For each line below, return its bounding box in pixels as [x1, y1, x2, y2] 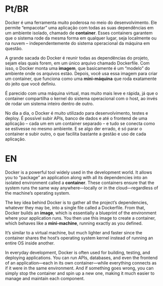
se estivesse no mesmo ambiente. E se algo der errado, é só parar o [5, 125, 143, 131]
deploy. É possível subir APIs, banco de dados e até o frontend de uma [5, 115, 147, 121]
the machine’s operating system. [5, 190, 71, 196]
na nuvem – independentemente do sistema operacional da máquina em [5, 40, 150, 46]
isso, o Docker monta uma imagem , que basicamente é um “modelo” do [5, 65, 150, 71]
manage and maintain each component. [5, 275, 85, 281]
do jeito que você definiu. [5, 81, 56, 86]
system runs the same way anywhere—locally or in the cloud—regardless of [5, 184, 159, 191]
